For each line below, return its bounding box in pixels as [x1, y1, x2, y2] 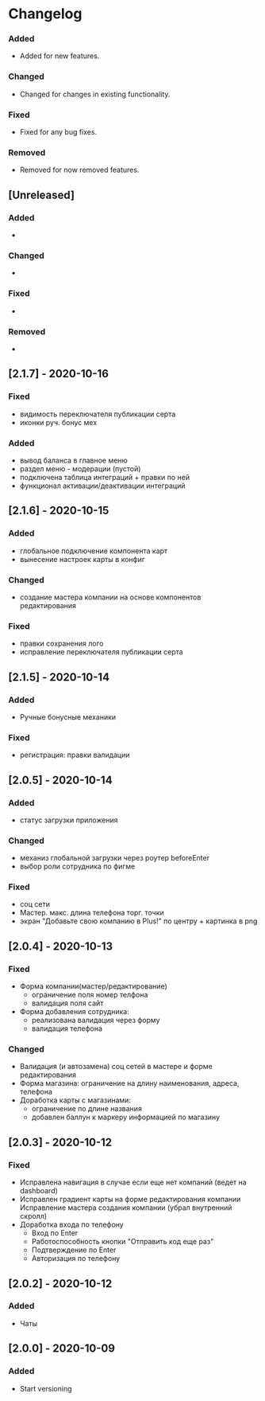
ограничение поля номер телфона [31, 990, 148, 1000]
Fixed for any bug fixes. [19, 127, 98, 137]
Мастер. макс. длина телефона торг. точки [19, 908, 164, 918]
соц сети [19, 900, 50, 909]
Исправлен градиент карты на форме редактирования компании [19, 1195, 241, 1204]
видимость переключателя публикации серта [19, 409, 176, 419]
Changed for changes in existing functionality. [19, 89, 171, 99]
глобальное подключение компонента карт [19, 546, 168, 556]
